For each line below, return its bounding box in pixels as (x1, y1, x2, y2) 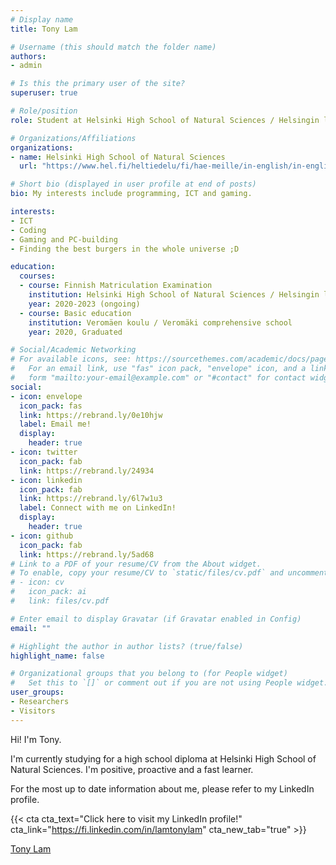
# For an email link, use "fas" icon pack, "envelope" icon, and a (10, 364, 307, 374)
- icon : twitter (10, 447, 78, 457)
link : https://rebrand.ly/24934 (19, 466, 155, 476)
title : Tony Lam (10, 24, 78, 34)
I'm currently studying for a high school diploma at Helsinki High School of (10, 752, 317, 765)
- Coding (10, 225, 47, 235)
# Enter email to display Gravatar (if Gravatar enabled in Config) (10, 614, 302, 624)
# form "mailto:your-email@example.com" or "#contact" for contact (10, 373, 307, 383)
